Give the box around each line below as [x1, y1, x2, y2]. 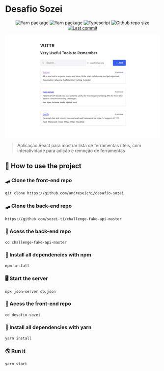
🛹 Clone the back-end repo [5, 203, 72, 210]
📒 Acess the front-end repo [5, 300, 71, 307]
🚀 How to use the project [5, 162, 82, 170]
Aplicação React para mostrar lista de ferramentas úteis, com [17, 142, 141, 148]
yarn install [5, 336, 32, 341]
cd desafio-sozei [5, 312, 41, 317]
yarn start [5, 362, 27, 367]
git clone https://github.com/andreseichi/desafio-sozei [5, 191, 124, 196]
